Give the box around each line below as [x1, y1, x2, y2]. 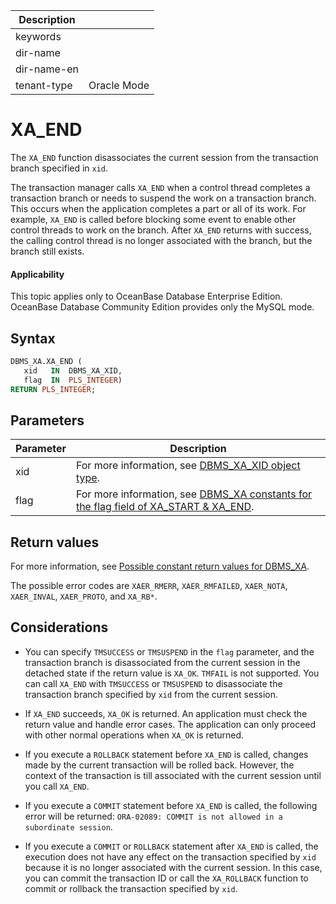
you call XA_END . [24, 780, 90, 792]
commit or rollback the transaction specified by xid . [24, 882, 238, 894]
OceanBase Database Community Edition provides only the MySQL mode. [10, 301, 315, 313]
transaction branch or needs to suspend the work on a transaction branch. [10, 192, 317, 204]
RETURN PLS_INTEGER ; [10, 384, 97, 394]
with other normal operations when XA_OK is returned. [24, 729, 245, 741]
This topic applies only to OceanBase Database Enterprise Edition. [10, 290, 283, 303]
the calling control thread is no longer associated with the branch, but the [10, 234, 313, 246]
